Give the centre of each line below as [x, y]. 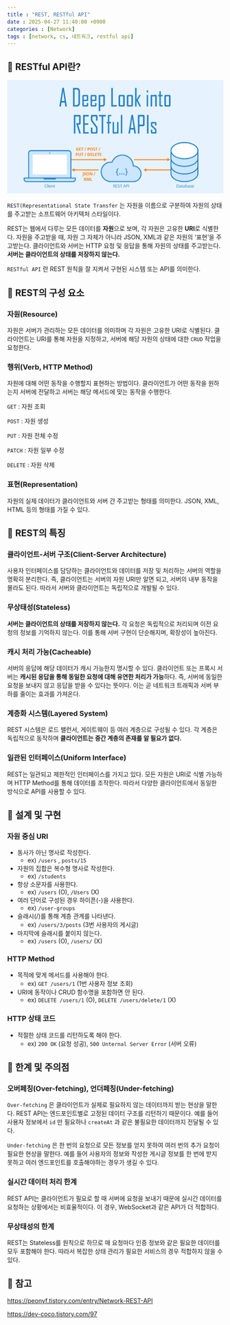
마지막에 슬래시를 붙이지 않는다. [59, 933]
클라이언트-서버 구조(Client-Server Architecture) [87, 554]
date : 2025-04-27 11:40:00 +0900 [57, 22]
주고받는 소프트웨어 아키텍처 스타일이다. [68, 214]
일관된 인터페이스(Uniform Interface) [67, 758]
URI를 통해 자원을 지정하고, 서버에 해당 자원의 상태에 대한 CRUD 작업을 [129, 339]
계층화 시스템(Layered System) [58, 713]
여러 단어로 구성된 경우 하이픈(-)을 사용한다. [76, 900]
